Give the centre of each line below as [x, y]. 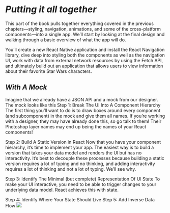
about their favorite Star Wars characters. [49, 71]
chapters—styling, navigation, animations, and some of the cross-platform [83, 29]
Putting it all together [51, 9]
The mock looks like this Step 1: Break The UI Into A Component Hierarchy [83, 105]
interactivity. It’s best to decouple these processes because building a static [85, 158]
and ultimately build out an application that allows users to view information [84, 66]
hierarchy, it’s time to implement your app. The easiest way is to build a [80, 147]
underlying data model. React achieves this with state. [62, 190]
